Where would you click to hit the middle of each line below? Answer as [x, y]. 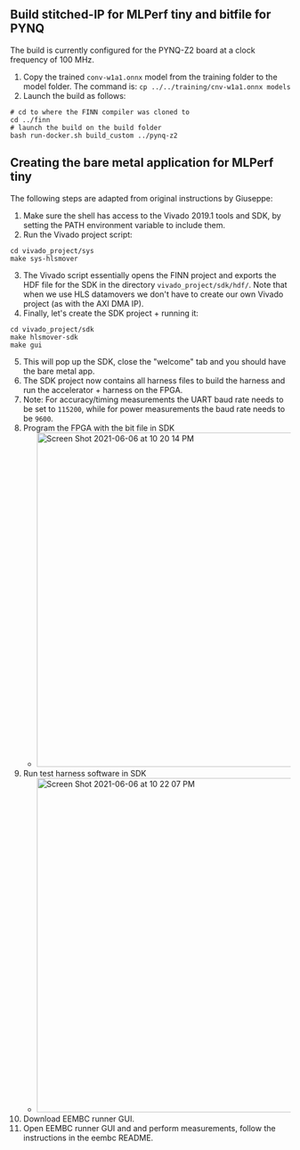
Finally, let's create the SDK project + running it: [110, 313]
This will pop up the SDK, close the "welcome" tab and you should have [154, 361]
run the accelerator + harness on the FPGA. [103, 390]
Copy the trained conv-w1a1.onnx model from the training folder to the [150, 77]
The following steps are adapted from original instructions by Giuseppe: [142, 198]
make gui [26, 345]
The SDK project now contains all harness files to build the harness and [154, 380]
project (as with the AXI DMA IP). [83, 303]
